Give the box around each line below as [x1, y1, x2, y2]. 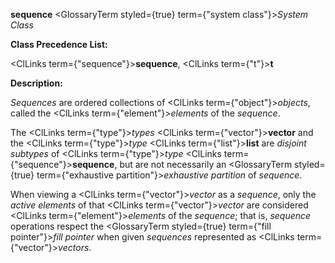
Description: [10, 77, 63, 89]
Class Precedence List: [10, 39, 108, 50]
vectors [58, 242, 90, 253]
